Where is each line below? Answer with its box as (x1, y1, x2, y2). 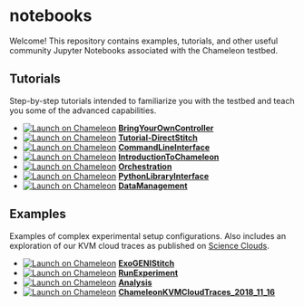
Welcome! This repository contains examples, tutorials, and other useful (9, 35, 279, 46)
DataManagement (117, 180, 188, 191)
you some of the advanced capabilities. (9, 105, 157, 116)
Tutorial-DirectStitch (117, 132, 198, 143)
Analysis (117, 277, 152, 288)
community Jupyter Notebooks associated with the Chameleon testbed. (9, 44, 279, 55)
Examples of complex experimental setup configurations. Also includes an (9, 230, 287, 241)
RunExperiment (117, 267, 179, 278)
